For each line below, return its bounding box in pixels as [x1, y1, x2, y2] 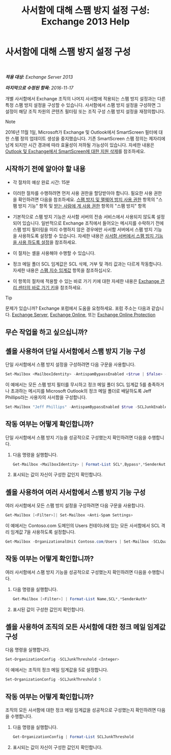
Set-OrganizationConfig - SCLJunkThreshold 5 [5, 677, 101, 682]
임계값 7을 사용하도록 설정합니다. [10, 529, 76, 535]
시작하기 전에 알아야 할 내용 [5, 164, 85, 174]
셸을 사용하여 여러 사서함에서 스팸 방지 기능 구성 [5, 488, 146, 497]
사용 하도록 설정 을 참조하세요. [18, 239, 77, 245]
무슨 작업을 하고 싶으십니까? [5, 328, 88, 337]
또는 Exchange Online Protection [88, 311, 156, 318]
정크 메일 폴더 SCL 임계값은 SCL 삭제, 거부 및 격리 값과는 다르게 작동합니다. [12, 261, 163, 267]
